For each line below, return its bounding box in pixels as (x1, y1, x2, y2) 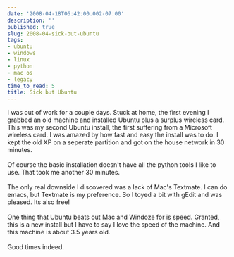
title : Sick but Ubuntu (7, 89, 78, 96)
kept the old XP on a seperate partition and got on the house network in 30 (7, 138, 225, 146)
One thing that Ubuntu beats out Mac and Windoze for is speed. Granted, (7, 213, 220, 222)
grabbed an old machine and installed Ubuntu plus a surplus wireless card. (7, 115, 225, 124)
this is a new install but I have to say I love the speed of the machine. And (7, 220, 221, 229)
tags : (7, 37, 23, 44)
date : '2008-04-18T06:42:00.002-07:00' (7, 10, 125, 18)
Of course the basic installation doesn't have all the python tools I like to (7, 161, 216, 169)
